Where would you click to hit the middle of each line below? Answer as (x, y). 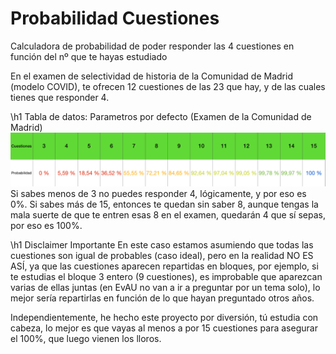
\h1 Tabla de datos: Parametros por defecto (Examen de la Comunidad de (161, 116)
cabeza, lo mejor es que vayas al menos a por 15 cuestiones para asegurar (164, 328)
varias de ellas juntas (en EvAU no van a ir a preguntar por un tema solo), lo (165, 287)
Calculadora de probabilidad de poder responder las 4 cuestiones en (152, 46)
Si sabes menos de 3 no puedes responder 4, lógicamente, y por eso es (158, 193)
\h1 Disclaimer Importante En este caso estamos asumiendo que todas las (162, 244)
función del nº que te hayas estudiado (89, 56)
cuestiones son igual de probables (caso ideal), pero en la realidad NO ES (162, 255)
